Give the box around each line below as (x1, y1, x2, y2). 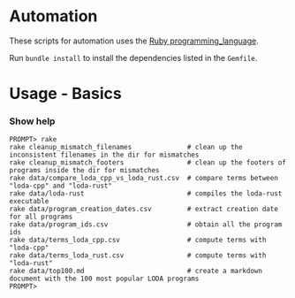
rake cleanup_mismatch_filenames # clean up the (9, 143, 243, 152)
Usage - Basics (9, 84, 122, 103)
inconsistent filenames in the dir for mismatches (9, 150, 200, 160)
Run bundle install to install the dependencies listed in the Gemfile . (9, 52, 258, 63)
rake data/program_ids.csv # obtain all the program (9, 220, 283, 229)
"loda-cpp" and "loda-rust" (9, 181, 113, 191)
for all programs (9, 212, 73, 222)
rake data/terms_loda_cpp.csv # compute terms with (9, 236, 267, 245)
